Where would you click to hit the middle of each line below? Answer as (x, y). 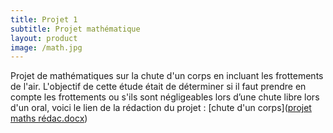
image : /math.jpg (46, 47)
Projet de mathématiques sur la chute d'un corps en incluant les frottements (167, 76)
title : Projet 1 (44, 19)
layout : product (44, 38)
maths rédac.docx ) (49, 118)
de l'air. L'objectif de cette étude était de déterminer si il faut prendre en (158, 87)
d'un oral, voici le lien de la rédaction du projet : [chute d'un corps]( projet (161, 108)
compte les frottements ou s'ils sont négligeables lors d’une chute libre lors (165, 97)
